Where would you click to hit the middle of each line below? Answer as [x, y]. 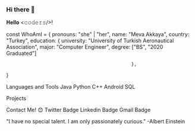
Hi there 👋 [21, 10]
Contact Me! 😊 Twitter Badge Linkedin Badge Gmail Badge [78, 110]
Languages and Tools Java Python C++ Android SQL [71, 87]
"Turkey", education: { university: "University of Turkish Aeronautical [90, 40]
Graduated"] [21, 54]
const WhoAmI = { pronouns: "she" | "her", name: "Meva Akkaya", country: [98, 35]
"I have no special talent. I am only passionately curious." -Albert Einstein [96, 121]
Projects [16, 98]
